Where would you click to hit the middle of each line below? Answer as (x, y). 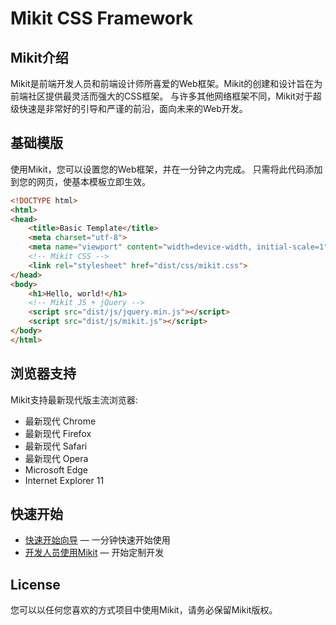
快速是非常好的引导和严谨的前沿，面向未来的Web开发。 (133, 108)
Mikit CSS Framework (102, 18)
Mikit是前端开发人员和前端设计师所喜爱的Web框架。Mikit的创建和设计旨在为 (166, 83)
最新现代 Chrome (60, 421)
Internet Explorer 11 (64, 480)
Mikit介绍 (39, 57)
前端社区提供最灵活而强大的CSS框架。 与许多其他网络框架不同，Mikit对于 (161, 96)
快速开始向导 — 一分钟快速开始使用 (97, 540)
